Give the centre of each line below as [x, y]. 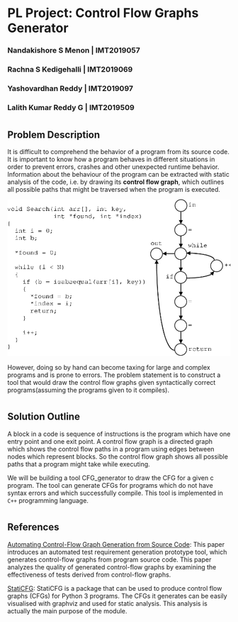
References [33, 527]
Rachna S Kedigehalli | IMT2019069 [70, 70]
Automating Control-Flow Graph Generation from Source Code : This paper [116, 544]
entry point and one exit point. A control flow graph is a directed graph [110, 441]
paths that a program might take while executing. [79, 464]
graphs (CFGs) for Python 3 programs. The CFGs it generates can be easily [118, 596]
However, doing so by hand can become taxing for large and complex [109, 368]
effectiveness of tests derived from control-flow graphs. [89, 574]
